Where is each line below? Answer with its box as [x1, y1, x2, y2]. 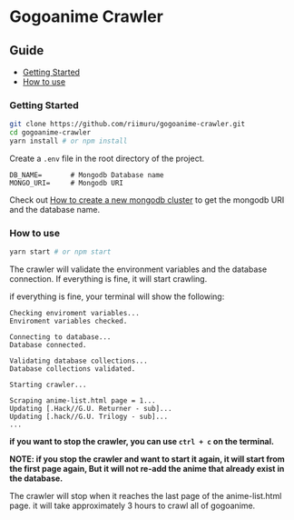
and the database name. [9, 204, 101, 215]
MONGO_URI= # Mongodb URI [9, 178, 124, 187]
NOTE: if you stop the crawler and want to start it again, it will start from [9, 454, 286, 465]
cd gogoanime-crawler [9, 128, 92, 137]
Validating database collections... [9, 356, 148, 365]
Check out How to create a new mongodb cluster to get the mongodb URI [9, 194, 285, 205]
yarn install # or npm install [9, 136, 128, 146]
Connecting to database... [9, 333, 112, 342]
